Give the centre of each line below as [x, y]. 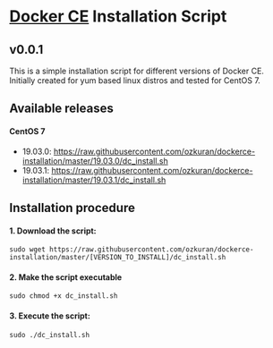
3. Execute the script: [50, 316]
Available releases [61, 109]
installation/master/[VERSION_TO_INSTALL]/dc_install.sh [118, 258]
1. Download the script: [53, 231]
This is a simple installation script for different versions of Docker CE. [136, 71]
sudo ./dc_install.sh [50, 335]
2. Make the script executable [66, 277]
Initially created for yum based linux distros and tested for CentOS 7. [135, 81]
